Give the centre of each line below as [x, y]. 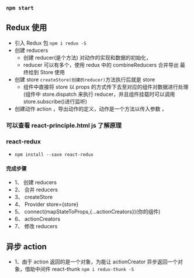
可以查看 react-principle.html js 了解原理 [64, 125]
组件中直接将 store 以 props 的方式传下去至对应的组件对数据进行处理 [106, 87]
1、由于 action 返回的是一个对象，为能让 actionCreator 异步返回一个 [96, 262]
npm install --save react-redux [54, 155]
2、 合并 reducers [36, 190]
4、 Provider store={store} [46, 204]
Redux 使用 [27, 28]
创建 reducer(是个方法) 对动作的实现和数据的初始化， [87, 57]
